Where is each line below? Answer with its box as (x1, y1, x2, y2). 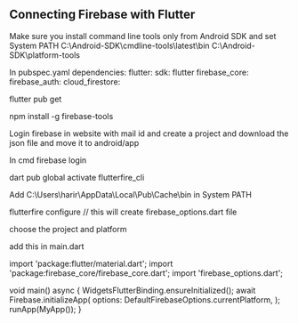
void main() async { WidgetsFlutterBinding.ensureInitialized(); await (9, 285, 256, 295)
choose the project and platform (9, 223, 127, 234)
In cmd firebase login (9, 155, 87, 166)
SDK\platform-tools (9, 49, 80, 61)
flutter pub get (9, 93, 62, 104)
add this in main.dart (9, 240, 85, 252)
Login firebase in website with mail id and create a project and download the (9, 128, 289, 139)
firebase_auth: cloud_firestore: (9, 76, 121, 87)
